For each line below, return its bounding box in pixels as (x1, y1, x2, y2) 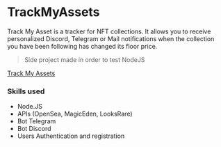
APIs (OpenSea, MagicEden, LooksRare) (17, 109, 133, 118)
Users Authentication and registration (17, 132, 125, 140)
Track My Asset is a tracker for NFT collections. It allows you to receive (7, 27, 211, 36)
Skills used (7, 86, 45, 96)
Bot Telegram (17, 117, 56, 125)
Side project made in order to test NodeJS (24, 55, 145, 63)
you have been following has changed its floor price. (7, 42, 158, 50)
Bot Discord (17, 125, 51, 133)
